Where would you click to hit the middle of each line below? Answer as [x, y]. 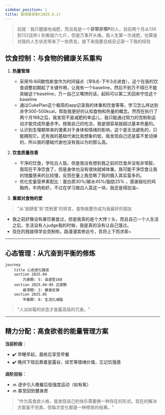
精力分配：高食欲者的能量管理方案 [57, 331]
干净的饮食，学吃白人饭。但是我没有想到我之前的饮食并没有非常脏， [88, 163]
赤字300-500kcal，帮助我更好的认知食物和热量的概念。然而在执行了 [89, 111]
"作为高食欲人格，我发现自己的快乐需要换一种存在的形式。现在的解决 [87, 401]
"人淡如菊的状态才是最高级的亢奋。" [54, 310]
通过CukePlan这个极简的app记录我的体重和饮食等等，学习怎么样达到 [89, 105]
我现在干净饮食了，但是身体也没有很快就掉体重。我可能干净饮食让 [86, 169]
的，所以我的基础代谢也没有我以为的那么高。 [65, 142]
